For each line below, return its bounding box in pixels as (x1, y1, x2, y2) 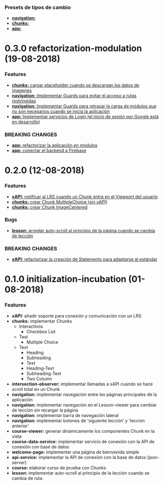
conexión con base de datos (11, 444, 69, 450)
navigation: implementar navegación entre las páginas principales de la (11, 391, 157, 397)
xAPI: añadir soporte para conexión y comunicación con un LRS (11, 312, 142, 319)
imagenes (11, 87, 32, 93)
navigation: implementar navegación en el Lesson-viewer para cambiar (11, 402, 157, 408)
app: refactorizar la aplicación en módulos (11, 142, 98, 148)
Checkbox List (26, 328, 56, 334)
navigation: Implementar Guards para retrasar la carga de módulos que (11, 103, 157, 109)
